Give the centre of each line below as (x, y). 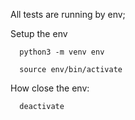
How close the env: (50, 88)
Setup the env (39, 33)
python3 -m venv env (62, 52)
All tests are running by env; (68, 14)
